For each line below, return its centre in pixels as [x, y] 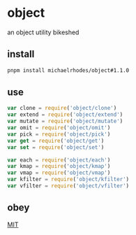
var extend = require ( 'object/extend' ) [65, 115]
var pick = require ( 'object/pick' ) [59, 134]
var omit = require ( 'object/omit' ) [59, 128]
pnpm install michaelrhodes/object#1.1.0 [68, 70]
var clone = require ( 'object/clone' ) [62, 108]
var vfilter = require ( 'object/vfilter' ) [68, 186]
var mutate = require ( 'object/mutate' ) [65, 121]
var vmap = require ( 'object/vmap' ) [59, 173]
